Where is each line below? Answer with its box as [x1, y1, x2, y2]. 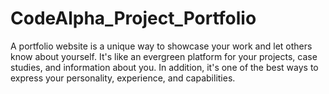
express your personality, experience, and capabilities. [10, 72, 236, 84]
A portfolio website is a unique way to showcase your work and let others [10, 40, 313, 52]
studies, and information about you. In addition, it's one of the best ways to [10, 61, 319, 73]
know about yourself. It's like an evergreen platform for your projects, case [10, 50, 318, 62]
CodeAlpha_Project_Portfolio [10, 7, 257, 30]
